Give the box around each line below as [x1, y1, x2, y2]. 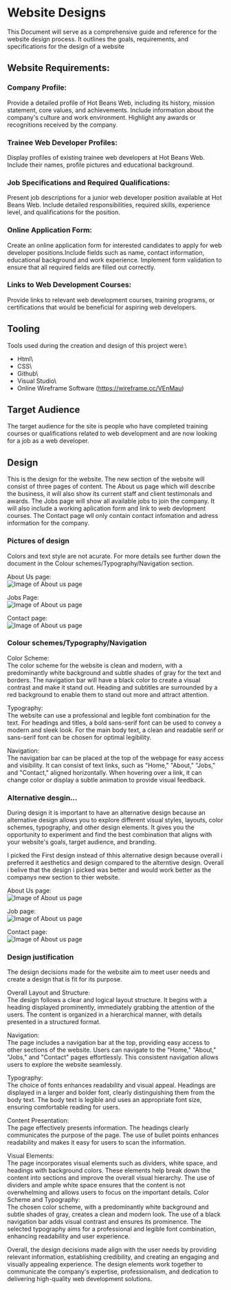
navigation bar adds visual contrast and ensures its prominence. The [7, 1218, 201, 1226]
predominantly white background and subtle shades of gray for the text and [7, 668, 221, 676]
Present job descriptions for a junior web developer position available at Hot [7, 194, 222, 202]
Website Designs [7, 5, 107, 21]
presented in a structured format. [7, 1018, 101, 1026]
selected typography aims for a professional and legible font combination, [7, 1225, 217, 1234]
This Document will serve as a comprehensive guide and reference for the [7, 28, 217, 36]
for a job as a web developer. [7, 437, 89, 445]
